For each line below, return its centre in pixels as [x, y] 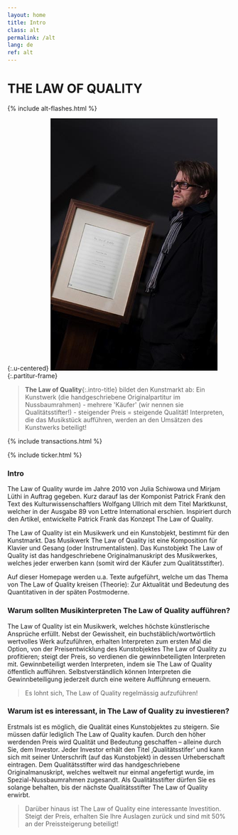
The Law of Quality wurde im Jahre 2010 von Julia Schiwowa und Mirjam [114, 489]
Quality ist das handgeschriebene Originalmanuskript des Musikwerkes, [113, 556]
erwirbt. [19, 794]
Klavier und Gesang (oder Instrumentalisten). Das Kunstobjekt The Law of [115, 548]
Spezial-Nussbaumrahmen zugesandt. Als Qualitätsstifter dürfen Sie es [112, 779]
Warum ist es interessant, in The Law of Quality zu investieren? [118, 711]
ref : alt [20, 53]
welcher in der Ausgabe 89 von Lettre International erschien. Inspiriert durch [119, 512]
